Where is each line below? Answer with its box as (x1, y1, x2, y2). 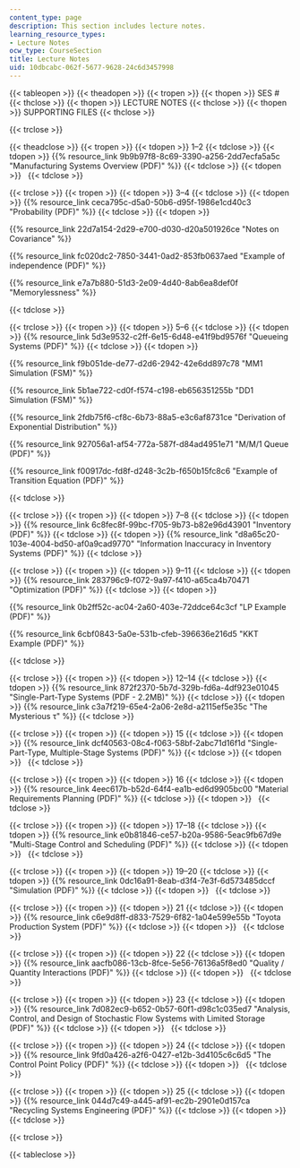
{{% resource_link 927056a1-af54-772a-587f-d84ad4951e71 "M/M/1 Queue (9, 438, 289, 449)
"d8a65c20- (234, 528, 280, 539)
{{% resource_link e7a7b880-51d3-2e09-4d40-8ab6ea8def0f (9, 277, 239, 288)
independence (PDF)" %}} (9, 260, 107, 271)
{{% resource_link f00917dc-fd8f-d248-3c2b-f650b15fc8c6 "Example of (9, 465, 278, 476)
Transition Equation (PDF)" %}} (9, 475, 124, 485)
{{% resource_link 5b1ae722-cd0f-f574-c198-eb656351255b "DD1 (9, 384, 254, 395)
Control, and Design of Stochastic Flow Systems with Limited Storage (9, 1013, 266, 1024)
